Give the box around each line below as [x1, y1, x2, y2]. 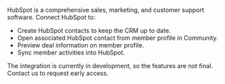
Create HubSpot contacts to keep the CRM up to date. [17, 27, 171, 34]
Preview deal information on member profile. [17, 41, 144, 49]
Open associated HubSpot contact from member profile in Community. [17, 34, 219, 42]
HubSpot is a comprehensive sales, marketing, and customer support [7, 6, 205, 14]
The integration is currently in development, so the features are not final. [7, 62, 213, 70]
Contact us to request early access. [7, 69, 109, 77]
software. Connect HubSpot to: [7, 13, 96, 21]
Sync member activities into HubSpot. [17, 48, 126, 56]
